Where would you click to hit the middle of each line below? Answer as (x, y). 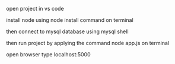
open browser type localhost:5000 (48, 55)
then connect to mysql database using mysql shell (67, 31)
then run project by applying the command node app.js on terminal (88, 43)
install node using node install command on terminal (70, 20)
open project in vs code (35, 9)
